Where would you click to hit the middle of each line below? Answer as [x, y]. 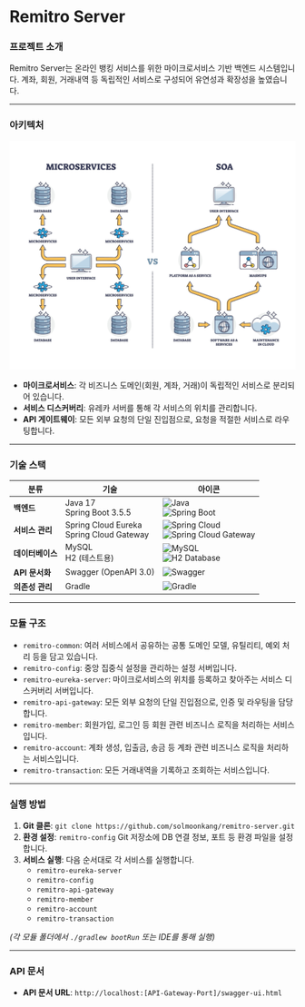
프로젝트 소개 [36, 47]
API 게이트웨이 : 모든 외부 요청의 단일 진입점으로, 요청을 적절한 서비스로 [148, 419]
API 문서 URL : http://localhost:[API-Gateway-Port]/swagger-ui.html [152, 992]
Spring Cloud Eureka [103, 525]
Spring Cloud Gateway [107, 535]
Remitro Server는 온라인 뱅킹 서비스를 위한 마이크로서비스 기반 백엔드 [133, 68]
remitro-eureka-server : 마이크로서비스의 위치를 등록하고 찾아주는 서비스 [152, 679]
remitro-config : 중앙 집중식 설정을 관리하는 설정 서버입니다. [130, 667]
